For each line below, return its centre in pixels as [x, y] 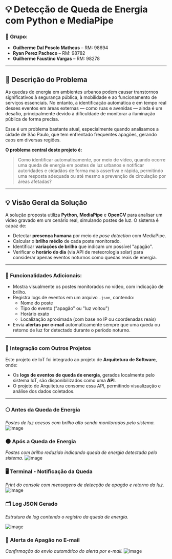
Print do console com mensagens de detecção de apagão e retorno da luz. [85, 485]
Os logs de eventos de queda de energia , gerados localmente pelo [84, 375]
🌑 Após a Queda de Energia [41, 441]
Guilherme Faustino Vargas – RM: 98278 [56, 59]
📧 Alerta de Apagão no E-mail [43, 540]
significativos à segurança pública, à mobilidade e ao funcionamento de [81, 97]
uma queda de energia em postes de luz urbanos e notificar [81, 165]
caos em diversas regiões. [33, 140]
